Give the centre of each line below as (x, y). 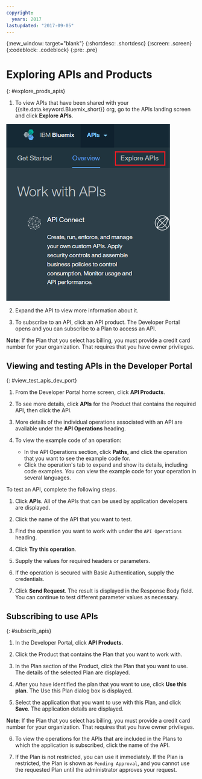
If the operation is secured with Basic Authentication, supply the (95, 573)
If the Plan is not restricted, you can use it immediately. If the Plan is (99, 757)
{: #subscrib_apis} (29, 631)
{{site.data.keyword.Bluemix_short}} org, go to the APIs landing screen (103, 110)
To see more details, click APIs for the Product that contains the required (106, 404)
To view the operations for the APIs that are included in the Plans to (99, 738)
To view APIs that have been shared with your (72, 103)
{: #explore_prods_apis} (36, 91)
